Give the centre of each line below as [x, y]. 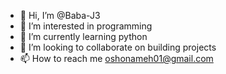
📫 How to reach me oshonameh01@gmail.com [116, 58]
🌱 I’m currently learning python [83, 36]
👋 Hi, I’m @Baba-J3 [60, 15]
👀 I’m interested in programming [86, 26]
